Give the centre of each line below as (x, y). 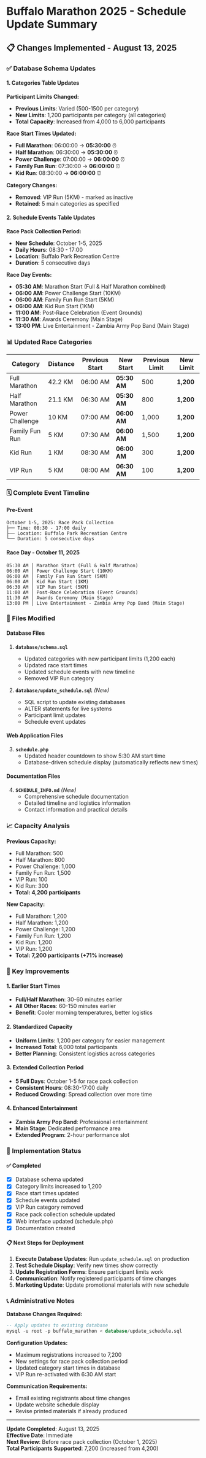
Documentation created (45, 1228)
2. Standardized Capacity (40, 1027)
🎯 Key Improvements (38, 971)
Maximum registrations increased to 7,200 (68, 1354)
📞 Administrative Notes (40, 1301)
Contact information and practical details (76, 810)
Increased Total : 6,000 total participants (66, 1047)
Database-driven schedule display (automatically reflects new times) (111, 762)
